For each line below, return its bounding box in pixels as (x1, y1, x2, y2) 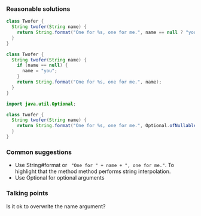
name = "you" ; (22, 68, 58, 74)
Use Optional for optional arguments (14, 174, 105, 181)
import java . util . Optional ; (6, 101, 77, 107)
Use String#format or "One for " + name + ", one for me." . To (14, 162, 175, 169)
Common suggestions (6, 148, 72, 156)
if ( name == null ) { (17, 62, 68, 69)
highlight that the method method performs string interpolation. (14, 168, 171, 175)
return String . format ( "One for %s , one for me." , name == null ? (17, 29, 184, 36)
